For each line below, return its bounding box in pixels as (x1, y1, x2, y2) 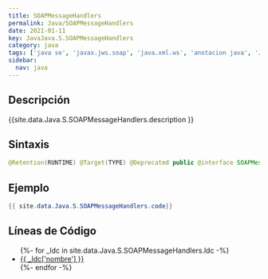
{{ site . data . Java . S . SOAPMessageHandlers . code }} (8, 202, 173, 210)
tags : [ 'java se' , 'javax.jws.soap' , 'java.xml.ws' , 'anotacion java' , (8, 49, 251, 57)
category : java (8, 42, 59, 50)
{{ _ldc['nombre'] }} (19, 253, 85, 264)
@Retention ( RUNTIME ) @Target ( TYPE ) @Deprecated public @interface (8, 159, 234, 167)
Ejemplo (8, 181, 49, 194)
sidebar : (8, 57, 37, 65)
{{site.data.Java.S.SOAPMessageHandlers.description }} (8, 114, 195, 124)
